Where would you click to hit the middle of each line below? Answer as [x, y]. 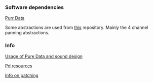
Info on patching [22, 75]
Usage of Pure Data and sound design [44, 56]
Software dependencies [35, 7]
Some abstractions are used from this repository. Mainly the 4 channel [77, 28]
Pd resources [19, 66]
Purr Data [15, 18]
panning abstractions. [27, 33]
